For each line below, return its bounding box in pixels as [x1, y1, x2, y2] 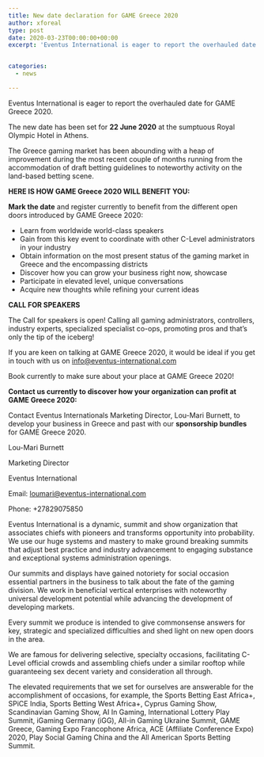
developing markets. [8, 602, 75, 611]
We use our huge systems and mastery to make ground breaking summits [8, 536, 249, 545]
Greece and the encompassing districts [19, 259, 149, 269]
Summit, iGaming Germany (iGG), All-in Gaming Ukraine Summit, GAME [8, 715, 241, 725]
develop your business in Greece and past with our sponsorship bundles [8, 419, 247, 428]
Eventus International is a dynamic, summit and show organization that [8, 519, 239, 529]
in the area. [8, 634, 45, 644]
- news [15, 70, 37, 78]
